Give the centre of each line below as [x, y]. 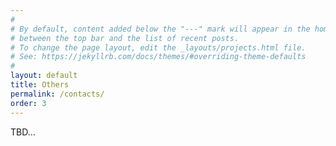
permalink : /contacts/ [57, 94]
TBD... [23, 132]
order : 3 [28, 103]
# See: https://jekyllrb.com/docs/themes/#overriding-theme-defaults [158, 57]
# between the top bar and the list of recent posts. [125, 38]
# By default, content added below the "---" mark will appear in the [160, 29]
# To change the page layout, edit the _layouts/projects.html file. [158, 47]
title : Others [40, 85]
